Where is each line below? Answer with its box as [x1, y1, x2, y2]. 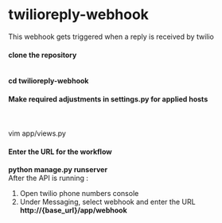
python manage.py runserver [8, 164, 108, 174]
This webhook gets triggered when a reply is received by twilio [8, 32, 215, 41]
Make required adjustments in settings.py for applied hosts [8, 94, 208, 104]
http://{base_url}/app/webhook [19, 205, 127, 215]
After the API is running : [8, 173, 89, 183]
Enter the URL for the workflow [8, 147, 113, 156]
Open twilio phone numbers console [19, 188, 139, 198]
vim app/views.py [8, 129, 66, 138]
